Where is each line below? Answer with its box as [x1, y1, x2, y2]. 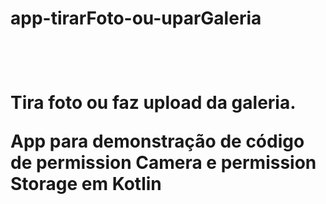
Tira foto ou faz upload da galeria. [10, 92, 297, 114]
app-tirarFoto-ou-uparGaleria [10, 7, 262, 30]
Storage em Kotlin [10, 173, 162, 196]
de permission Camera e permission [10, 152, 317, 174]
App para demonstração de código [10, 130, 305, 153]
